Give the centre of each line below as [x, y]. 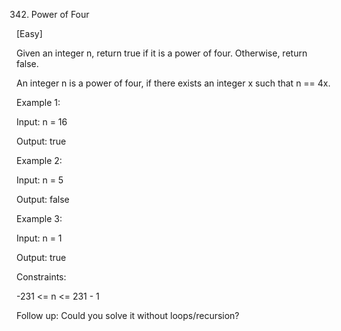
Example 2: [39, 160]
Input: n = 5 [40, 180]
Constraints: [41, 277]
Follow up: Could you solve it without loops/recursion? [128, 315]
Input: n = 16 [42, 122]
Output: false [43, 199]
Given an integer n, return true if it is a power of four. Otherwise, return [162, 53]
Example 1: [38, 102]
